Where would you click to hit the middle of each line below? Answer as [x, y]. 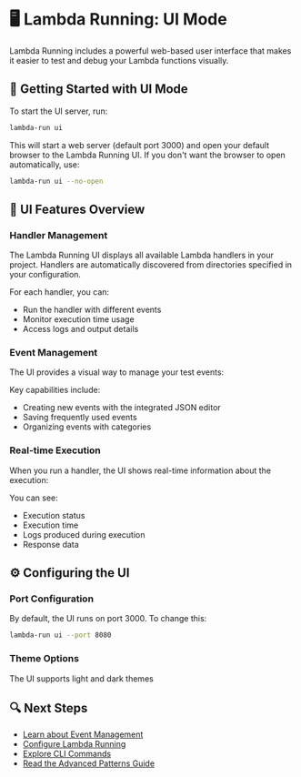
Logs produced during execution [84, 534]
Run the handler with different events [92, 310]
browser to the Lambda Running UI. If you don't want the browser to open [148, 155]
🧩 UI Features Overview [77, 209]
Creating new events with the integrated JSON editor [121, 408]
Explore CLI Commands [67, 754]
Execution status [54, 515]
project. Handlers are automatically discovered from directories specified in [151, 265]
